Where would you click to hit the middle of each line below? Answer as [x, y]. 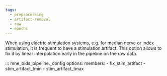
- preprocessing [27, 15]
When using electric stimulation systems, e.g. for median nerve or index [80, 43]
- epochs [19, 29]
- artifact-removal [30, 19]
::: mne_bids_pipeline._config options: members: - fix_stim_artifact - [75, 63]
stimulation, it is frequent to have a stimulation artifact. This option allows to [83, 48]
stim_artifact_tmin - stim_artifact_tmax [45, 69]
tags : [11, 10]
